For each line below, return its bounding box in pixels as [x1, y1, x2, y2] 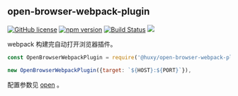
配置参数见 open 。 [7, 80, 64, 89]
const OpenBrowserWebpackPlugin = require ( [7, 54, 138, 61]
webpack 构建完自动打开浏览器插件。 [7, 40, 117, 48]
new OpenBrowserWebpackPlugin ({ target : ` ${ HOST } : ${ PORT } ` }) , [7, 66, 192, 73]
